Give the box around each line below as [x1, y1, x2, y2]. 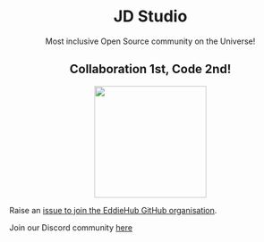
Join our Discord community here [9, 221, 132, 233]
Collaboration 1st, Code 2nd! [69, 62, 232, 77]
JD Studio [113, 6, 188, 27]
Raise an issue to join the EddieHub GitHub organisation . [9, 204, 217, 215]
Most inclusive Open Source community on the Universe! [45, 36, 256, 46]
